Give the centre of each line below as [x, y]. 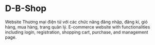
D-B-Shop [26, 8]
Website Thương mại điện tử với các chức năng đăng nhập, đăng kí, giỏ [77, 22]
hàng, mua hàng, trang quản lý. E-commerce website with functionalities [77, 27]
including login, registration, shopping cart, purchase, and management [77, 32]
